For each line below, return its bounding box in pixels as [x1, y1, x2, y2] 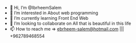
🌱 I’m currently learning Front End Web [9, 15, 89, 21]
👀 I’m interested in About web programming [9, 10, 99, 16]
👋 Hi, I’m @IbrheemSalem [9, 5, 62, 10]
